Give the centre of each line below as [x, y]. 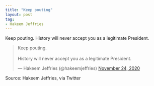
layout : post [19, 15]
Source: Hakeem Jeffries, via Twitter [43, 78]
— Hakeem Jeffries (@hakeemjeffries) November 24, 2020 [79, 68]
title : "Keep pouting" [29, 10]
